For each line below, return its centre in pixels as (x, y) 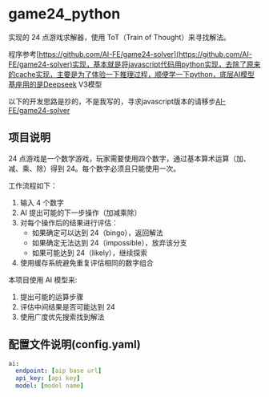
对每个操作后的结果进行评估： (69, 222)
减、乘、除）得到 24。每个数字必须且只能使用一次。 (94, 168)
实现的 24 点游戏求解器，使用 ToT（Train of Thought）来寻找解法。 (119, 37)
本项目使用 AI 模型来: (43, 280)
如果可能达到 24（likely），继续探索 (90, 253)
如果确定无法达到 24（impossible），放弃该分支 (109, 242)
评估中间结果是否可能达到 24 (68, 306)
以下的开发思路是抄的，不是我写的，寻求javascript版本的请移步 (112, 101)
